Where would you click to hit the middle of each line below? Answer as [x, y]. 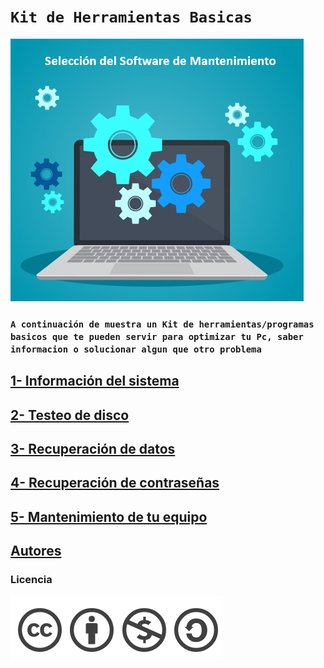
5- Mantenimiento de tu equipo [109, 516]
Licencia [31, 580]
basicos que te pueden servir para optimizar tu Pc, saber [157, 336]
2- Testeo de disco [70, 415]
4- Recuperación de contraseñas [115, 483]
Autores [36, 551]
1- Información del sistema [95, 381]
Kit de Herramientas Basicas [131, 17]
